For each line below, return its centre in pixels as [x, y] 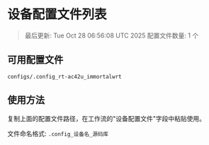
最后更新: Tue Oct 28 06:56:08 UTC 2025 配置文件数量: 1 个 [112, 35]
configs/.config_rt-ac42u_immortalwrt [64, 76]
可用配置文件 [35, 60]
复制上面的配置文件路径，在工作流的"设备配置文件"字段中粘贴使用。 [107, 118]
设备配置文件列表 [57, 14]
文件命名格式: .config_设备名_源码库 [58, 133]
